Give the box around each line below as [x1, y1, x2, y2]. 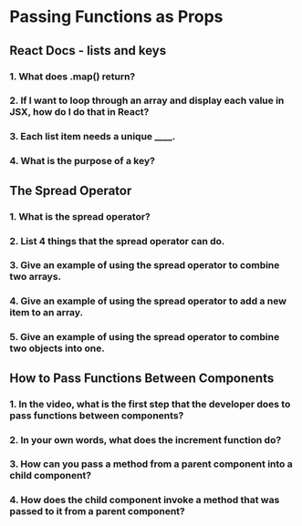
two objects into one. [9, 342, 105, 355]
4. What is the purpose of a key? [9, 155, 155, 168]
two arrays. [9, 271, 62, 284]
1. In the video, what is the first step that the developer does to [9, 397, 291, 410]
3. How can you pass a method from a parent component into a [9, 458, 294, 470]
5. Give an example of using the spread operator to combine [9, 331, 280, 344]
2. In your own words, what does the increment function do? [9, 433, 282, 446]
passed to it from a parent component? [9, 505, 185, 518]
